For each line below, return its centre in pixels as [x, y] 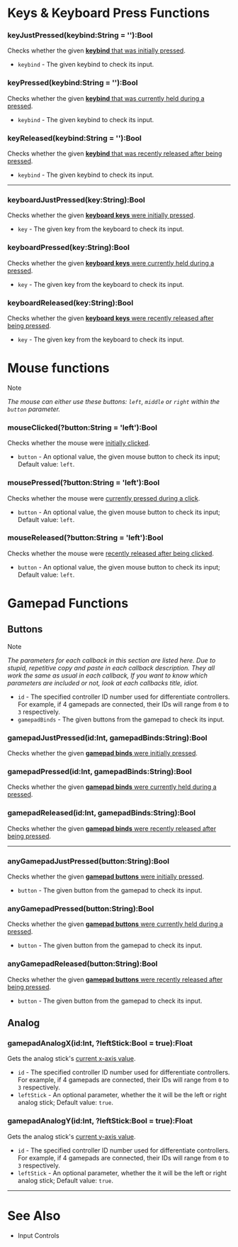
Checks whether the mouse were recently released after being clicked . [111, 553]
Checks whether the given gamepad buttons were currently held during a [115, 924]
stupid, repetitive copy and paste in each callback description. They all [111, 668]
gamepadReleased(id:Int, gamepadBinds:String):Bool [102, 813]
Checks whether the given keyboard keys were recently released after [110, 318]
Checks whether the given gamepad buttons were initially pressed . [106, 876]
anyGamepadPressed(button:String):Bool [81, 908]
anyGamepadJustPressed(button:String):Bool [89, 861]
